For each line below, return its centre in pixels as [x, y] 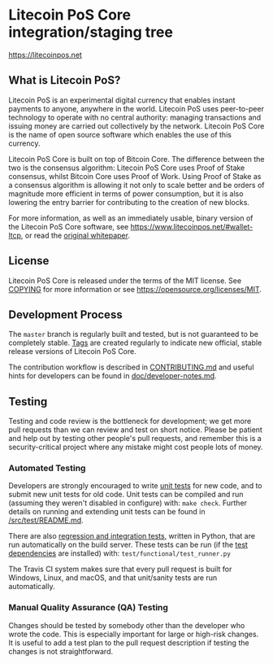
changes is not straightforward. [61, 651]
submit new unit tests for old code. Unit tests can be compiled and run [126, 495]
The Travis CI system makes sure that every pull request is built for [120, 569]
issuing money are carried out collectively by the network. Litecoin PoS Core [136, 126]
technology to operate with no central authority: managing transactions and [135, 117]
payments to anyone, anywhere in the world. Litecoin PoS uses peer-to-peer [136, 108]
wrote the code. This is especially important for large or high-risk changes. [134, 634]
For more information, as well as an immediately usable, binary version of [131, 218]
